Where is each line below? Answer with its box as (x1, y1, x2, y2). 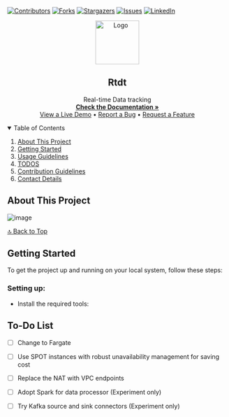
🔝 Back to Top (7, 227, 47, 235)
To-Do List (7, 320, 54, 332)
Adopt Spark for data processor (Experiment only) (17, 388, 162, 396)
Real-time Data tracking (83, 95, 152, 104)
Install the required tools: (17, 299, 89, 308)
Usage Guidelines (17, 152, 68, 160)
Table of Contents (13, 123, 65, 132)
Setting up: (7, 283, 46, 293)
